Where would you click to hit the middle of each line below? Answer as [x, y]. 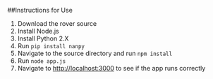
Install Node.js [38, 31]
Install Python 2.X [43, 38]
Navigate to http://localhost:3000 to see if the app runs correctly [111, 68]
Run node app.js [42, 61]
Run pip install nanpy [51, 46]
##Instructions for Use [40, 10]
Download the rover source [57, 23]
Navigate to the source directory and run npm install [95, 53]
